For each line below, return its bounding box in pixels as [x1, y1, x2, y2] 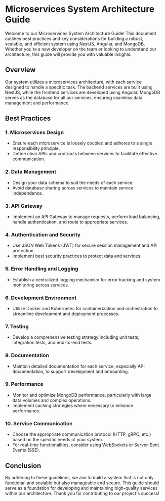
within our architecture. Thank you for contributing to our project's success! [5, 490, 160, 496]
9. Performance [5, 381, 43, 388]
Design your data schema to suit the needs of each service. [12, 180, 134, 185]
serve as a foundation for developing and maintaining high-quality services [5, 485, 158, 491]
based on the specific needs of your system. [12, 437, 104, 443]
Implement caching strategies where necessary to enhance [12, 402, 133, 409]
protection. [12, 248, 35, 254]
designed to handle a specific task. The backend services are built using [5, 84, 153, 90]
